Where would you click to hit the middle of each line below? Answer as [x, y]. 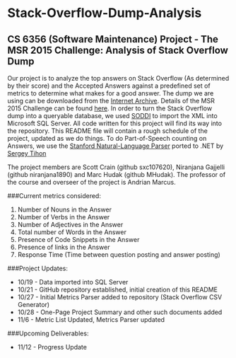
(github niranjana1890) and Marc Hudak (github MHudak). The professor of [117, 174]
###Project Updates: [38, 268]
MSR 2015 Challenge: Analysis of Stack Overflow [118, 50]
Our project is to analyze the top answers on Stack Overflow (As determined [118, 78]
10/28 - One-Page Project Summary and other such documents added [120, 312]
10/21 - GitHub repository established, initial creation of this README [117, 289]
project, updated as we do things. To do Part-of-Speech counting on [107, 138]
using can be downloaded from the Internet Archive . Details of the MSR [111, 101]
